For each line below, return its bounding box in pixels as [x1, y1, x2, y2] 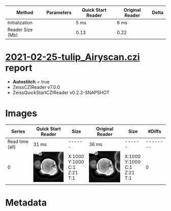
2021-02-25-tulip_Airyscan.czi [5, 51, 140, 63]
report [5, 62, 33, 74]
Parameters [46, 10, 72, 15]
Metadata [5, 197, 47, 208]
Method [16, 10, 34, 15]
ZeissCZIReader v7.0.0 [12, 84, 60, 91]
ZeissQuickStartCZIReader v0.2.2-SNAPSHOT [12, 89, 110, 96]
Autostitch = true [12, 79, 50, 85]
